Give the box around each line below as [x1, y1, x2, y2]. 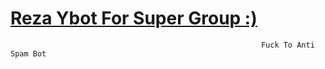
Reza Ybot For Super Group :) [10, 7, 258, 30]
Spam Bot [10, 48, 47, 59]
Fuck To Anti [260, 40, 315, 50]
